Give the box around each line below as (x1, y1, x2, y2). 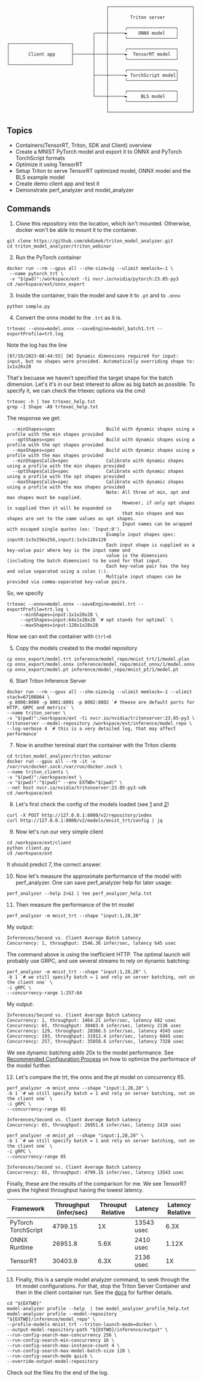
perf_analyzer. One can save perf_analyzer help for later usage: (15, 879, 173, 886)
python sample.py (7, 303, 50, 310)
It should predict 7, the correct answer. (7, 861, 102, 868)
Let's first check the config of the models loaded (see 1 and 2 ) (15, 800, 170, 808)
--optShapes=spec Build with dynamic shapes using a (12, 437, 195, 443)
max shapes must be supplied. (7, 494, 83, 500)
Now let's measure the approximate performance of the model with (15, 872, 182, 880)
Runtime (10, 1243, 34, 1251)
